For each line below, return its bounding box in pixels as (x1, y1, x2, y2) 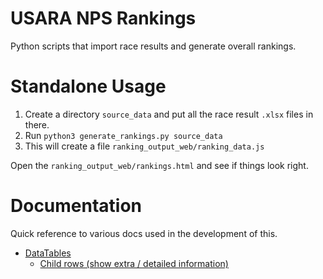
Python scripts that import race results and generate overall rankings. (10, 40, 297, 52)
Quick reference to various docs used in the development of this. (10, 227, 278, 239)
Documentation (10, 195, 143, 217)
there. (24, 118, 50, 131)
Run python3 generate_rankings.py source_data (24, 129, 223, 141)
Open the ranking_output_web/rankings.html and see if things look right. (10, 159, 309, 171)
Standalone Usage (10, 75, 167, 98)
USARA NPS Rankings (10, 7, 197, 30)
